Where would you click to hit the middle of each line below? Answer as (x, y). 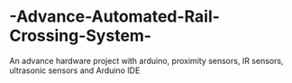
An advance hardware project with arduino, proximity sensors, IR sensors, (146, 60)
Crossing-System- (80, 36)
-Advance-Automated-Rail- (115, 17)
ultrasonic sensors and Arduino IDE (75, 70)
